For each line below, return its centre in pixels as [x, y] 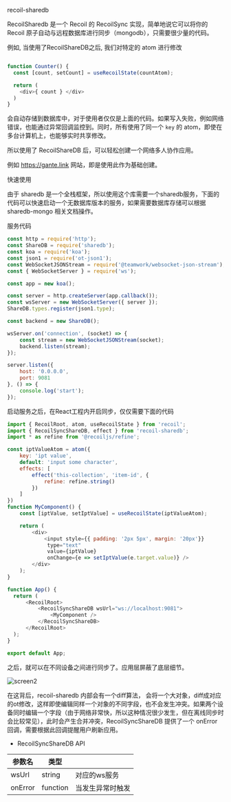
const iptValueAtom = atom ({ [49, 450]
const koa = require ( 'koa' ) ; [49, 252]
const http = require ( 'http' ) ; [52, 239]
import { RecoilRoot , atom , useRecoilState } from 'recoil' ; [97, 424]
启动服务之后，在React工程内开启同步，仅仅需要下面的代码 [90, 411]
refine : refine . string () [79, 481]
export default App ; [37, 653]
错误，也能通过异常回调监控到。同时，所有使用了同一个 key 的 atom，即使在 [115, 127]
